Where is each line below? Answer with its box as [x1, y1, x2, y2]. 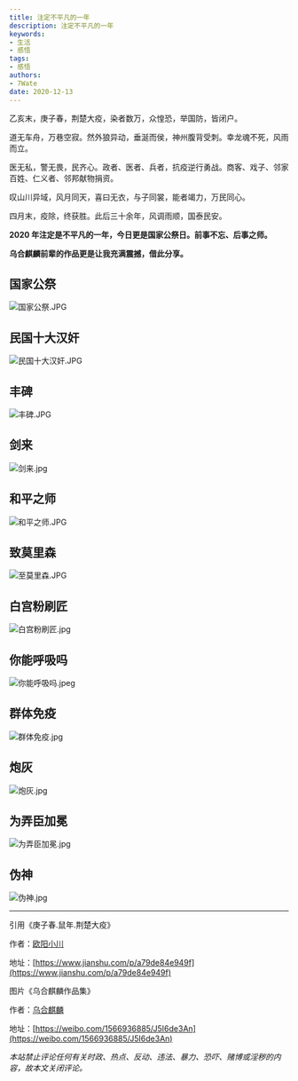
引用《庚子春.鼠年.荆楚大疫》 [9, 919, 115, 930]
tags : [9, 54, 29, 63]
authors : [9, 71, 42, 80]
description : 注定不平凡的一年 [9, 21, 114, 30]
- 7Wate [9, 79, 38, 88]
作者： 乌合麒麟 [9, 1005, 64, 1015]
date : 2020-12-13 [9, 87, 74, 96]
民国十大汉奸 [9, 330, 80, 345]
